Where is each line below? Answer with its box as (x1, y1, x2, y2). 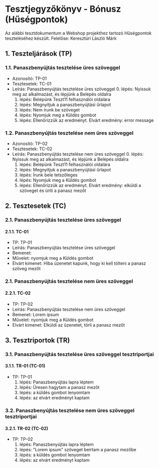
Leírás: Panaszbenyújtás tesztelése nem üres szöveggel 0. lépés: (12, 151, 144, 157)
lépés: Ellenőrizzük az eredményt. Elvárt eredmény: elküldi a (19, 182, 141, 188)
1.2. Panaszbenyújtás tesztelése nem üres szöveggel (5, 129, 134, 136)
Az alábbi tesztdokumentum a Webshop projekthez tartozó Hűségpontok (5, 30, 152, 36)
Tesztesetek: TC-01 (12, 81, 52, 86)
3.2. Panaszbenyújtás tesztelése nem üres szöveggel (5, 407, 135, 413)
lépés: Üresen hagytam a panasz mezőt (19, 385, 100, 390)
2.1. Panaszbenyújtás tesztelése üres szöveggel (5, 217, 121, 223)
